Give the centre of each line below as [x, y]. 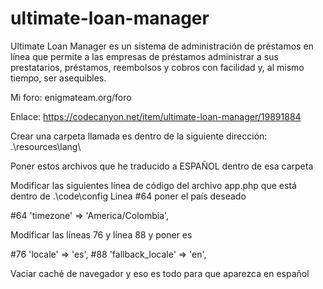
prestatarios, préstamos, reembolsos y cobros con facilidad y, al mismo [157, 67]
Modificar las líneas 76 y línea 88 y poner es [101, 234]
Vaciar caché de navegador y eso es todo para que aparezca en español [160, 273]
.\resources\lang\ [46, 146]
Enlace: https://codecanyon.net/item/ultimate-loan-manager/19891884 [156, 116]
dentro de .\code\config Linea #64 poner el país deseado [128, 196]
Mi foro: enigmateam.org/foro [71, 97]
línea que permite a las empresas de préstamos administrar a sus [144, 56]
